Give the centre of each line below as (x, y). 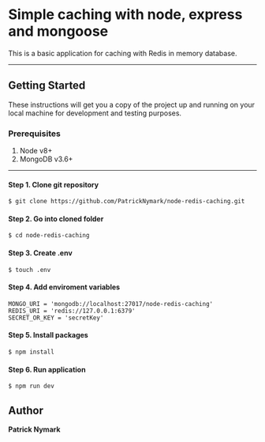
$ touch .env (30, 270)
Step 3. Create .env (40, 253)
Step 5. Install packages (48, 335)
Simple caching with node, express (125, 15)
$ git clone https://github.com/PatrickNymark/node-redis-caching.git (127, 202)
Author (26, 410)
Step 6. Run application (47, 369)
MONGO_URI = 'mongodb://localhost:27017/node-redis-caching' (111, 304)
